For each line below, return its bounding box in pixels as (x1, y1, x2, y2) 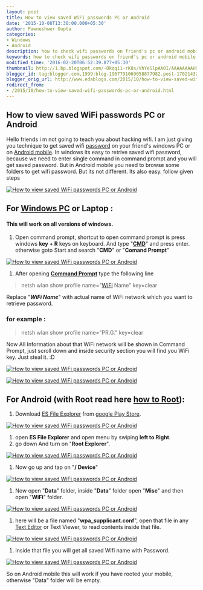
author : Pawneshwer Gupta (6, 25, 71, 32)
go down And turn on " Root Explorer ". (14, 440, 111, 448)
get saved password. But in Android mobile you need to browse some (6, 161, 179, 168)
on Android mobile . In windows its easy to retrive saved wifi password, (6, 148, 182, 156)
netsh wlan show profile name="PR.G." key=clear (21, 329, 144, 336)
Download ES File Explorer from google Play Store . (14, 410, 141, 418)
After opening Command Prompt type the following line (14, 270, 154, 277)
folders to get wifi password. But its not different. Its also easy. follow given (6, 168, 193, 175)
